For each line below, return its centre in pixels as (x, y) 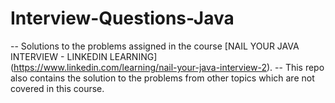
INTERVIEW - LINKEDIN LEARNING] (84, 56)
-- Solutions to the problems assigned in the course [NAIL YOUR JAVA (155, 46)
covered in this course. (57, 88)
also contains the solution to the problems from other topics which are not (162, 78)
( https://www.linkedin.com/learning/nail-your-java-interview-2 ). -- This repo (167, 67)
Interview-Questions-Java (122, 18)
